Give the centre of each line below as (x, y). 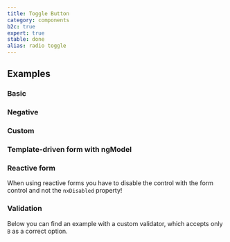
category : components (38, 20)
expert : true (26, 33)
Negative (23, 112)
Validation (25, 209)
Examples (29, 74)
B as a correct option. (37, 231)
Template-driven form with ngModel (70, 150)
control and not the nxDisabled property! (65, 191)
